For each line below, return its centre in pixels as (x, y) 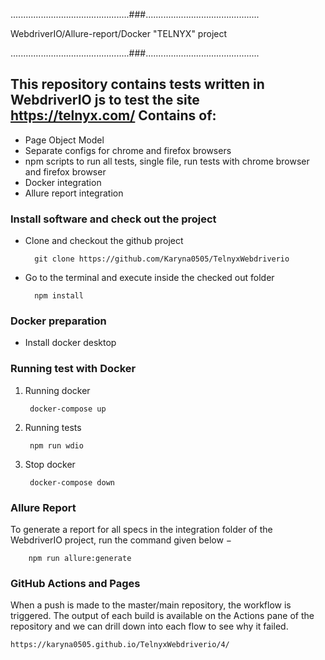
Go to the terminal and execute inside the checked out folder (149, 278)
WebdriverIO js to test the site (105, 100)
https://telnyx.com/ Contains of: (113, 115)
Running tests (53, 427)
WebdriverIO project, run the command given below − (121, 540)
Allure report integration (74, 193)
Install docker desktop (70, 343)
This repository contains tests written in (137, 84)
